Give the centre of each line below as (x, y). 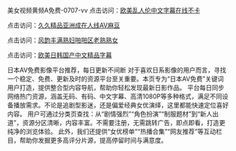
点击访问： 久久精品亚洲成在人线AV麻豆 (64, 25)
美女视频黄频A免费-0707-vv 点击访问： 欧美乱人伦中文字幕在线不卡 (104, 10)
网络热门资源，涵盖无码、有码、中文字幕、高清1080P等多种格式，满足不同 (115, 96)
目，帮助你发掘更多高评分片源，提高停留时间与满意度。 (87, 140)
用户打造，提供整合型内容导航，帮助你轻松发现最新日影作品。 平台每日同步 (116, 87)
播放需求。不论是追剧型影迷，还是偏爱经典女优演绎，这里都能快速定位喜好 (121, 105)
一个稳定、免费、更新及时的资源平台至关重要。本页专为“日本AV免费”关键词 (116, 79)
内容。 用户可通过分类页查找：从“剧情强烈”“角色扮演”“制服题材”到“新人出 (113, 114)
